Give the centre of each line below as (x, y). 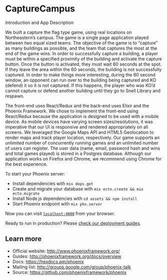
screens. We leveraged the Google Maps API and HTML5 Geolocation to (79, 132)
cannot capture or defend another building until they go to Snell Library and (83, 90)
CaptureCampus (40, 9)
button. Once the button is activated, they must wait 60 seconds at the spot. (83, 64)
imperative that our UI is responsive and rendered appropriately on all (77, 127)
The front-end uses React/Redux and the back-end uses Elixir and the (77, 105)
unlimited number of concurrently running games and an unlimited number (82, 142)
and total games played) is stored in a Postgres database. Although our (78, 153)
